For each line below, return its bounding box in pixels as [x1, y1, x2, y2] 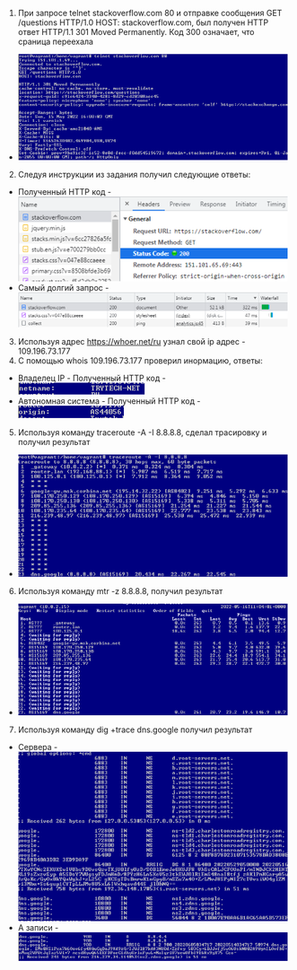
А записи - [17, 922, 59, 933]
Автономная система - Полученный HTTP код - [17, 396, 201, 406]
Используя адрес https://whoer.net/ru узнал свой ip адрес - [17, 336, 246, 347]
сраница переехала [17, 36, 94, 47]
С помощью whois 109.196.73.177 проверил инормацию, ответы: [17, 355, 263, 366]
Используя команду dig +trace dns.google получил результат [17, 724, 253, 735]
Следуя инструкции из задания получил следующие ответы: [17, 170, 251, 180]
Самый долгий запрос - [17, 283, 109, 293]
